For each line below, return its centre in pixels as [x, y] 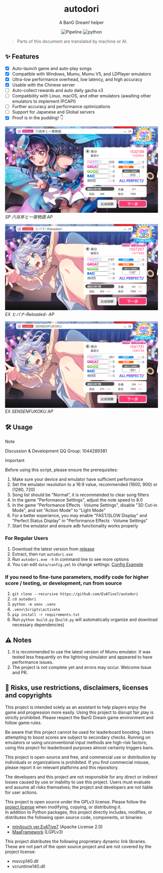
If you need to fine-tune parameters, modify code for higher [77, 577]
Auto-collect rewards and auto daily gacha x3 [57, 90]
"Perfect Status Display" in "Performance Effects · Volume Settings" [80, 520]
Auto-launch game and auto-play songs [52, 68]
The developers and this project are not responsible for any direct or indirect [81, 777]
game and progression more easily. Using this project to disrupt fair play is [79, 712]
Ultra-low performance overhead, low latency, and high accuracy [77, 79]
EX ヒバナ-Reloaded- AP [30, 315]
